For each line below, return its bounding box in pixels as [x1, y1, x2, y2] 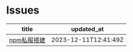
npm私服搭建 [9, 36, 46, 44]
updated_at [71, 25, 104, 33]
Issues [6, 4, 40, 17]
